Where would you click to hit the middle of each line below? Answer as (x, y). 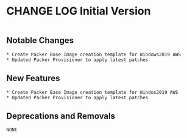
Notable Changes (40, 41)
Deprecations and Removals (61, 116)
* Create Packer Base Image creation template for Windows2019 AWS (94, 54)
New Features (33, 78)
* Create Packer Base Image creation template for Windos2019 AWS (92, 92)
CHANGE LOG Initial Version (79, 11)
